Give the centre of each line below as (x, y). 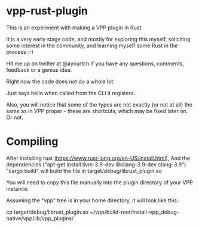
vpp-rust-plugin (47, 11)
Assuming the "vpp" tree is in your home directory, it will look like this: (92, 200)
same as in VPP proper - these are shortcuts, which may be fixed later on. (97, 111)
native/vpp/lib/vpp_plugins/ (40, 218)
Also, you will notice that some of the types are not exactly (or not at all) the (99, 104)
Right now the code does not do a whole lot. (60, 81)
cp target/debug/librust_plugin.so (47, 212)
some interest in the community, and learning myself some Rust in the (92, 45)
